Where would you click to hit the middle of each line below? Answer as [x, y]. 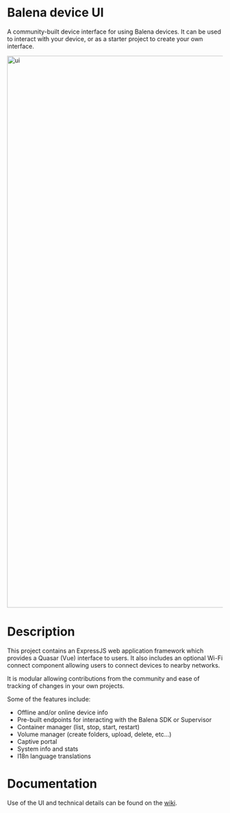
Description [41, 632]
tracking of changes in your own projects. [66, 685]
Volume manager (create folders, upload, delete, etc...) [94, 734]
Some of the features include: [49, 699]
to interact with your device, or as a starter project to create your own [105, 38]
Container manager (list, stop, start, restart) [78, 727]
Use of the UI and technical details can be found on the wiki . [92, 803]
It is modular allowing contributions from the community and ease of [103, 678]
